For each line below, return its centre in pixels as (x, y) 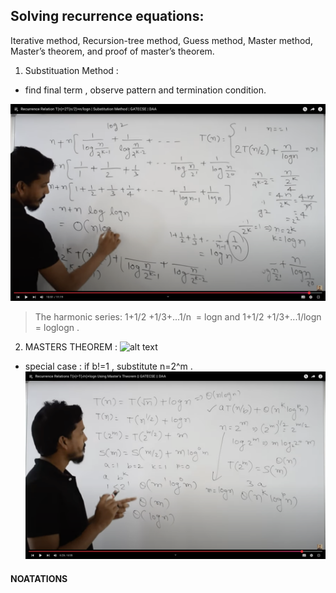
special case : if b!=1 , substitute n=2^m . (108, 366)
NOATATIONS (39, 578)
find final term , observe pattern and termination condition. (145, 90)
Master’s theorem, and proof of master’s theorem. (112, 51)
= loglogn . (57, 327)
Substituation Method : (71, 70)
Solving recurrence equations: (107, 16)
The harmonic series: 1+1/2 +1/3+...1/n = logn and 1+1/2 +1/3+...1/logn (178, 316)
